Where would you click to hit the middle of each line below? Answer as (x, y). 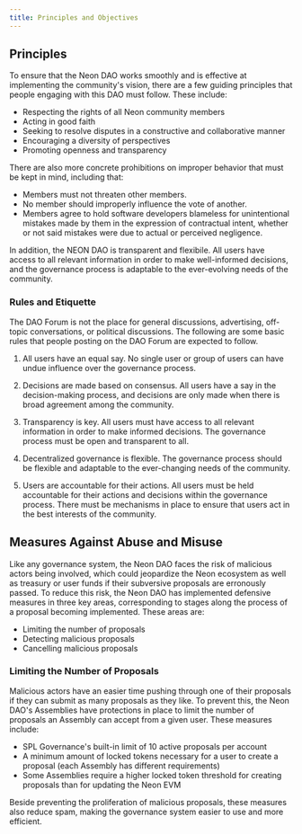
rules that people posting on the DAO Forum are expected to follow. (134, 341)
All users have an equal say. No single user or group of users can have (153, 358)
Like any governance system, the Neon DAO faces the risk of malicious (141, 563)
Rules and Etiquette (53, 302)
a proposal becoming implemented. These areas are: (107, 611)
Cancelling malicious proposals (80, 648)
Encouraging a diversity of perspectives (96, 141)
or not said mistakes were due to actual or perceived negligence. (142, 233)
